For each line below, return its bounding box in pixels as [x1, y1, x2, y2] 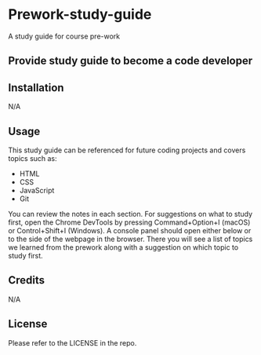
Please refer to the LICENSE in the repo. [8, 338, 137, 347]
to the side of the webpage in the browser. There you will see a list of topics [8, 234, 253, 243]
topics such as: [8, 153, 57, 163]
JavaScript [19, 185, 55, 195]
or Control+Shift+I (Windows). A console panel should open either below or [8, 225, 252, 235]
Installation [8, 81, 64, 94]
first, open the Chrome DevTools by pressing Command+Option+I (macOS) [8, 218, 251, 227]
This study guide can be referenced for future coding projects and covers [8, 145, 246, 155]
